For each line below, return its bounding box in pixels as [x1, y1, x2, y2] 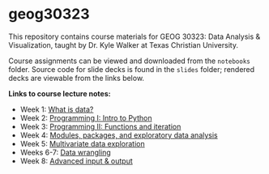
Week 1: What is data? [19, 104, 94, 114]
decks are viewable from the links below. [8, 73, 144, 83]
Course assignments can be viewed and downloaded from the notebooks [8, 56, 251, 66]
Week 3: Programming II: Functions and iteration [19, 121, 181, 131]
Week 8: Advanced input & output [19, 155, 134, 166]
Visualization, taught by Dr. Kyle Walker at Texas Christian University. [8, 40, 239, 49]
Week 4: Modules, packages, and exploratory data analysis [19, 130, 218, 140]
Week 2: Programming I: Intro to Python [19, 112, 152, 122]
